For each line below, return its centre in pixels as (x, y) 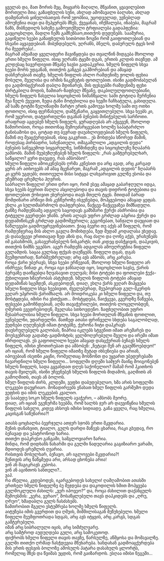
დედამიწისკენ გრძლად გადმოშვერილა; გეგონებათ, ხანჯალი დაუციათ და (82, 221)
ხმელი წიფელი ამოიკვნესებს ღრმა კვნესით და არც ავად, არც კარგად (78, 163)
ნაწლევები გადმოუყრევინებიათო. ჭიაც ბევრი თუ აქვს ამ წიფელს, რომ (78, 226)
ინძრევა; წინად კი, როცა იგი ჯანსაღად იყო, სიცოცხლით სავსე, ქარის (77, 268)
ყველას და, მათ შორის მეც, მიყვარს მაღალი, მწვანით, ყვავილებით (75, 7)
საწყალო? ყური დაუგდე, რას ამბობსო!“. (47, 158)
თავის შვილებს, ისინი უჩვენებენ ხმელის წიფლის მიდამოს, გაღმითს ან (78, 372)
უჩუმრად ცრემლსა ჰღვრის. (34, 179)
